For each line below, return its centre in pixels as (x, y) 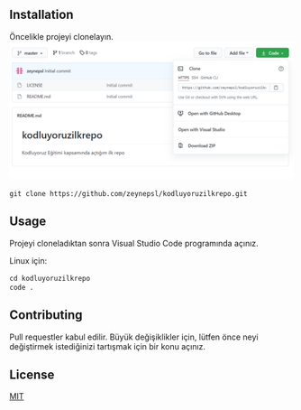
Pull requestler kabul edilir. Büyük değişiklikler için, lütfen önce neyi (134, 337)
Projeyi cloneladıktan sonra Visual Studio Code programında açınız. (134, 243)
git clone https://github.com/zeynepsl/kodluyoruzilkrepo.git (128, 193)
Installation (41, 15)
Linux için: (28, 260)
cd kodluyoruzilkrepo (50, 278)
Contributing (46, 315)
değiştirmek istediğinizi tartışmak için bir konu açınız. (107, 346)
